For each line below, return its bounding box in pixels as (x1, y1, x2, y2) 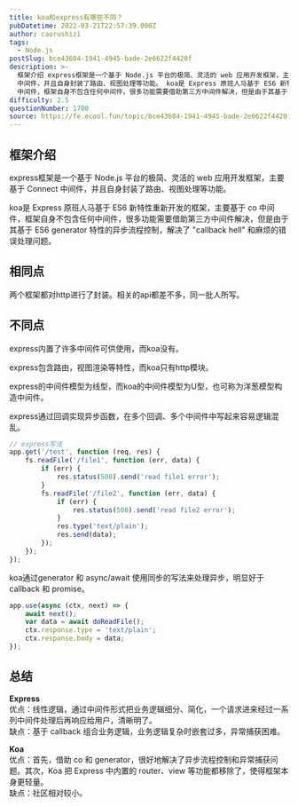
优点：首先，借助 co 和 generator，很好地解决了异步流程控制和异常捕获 (9, 754, 271, 764)
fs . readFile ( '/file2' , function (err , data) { (41, 489, 216, 498)
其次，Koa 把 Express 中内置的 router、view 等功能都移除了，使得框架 (24, 765, 281, 776)
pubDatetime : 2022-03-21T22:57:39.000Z (9, 21, 157, 30)
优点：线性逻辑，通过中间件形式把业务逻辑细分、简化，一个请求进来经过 (9, 703, 273, 715)
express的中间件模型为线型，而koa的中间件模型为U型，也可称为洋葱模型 (9, 381, 275, 391)
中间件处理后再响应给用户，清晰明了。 (16, 715, 157, 725)
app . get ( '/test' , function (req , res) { (9, 447, 161, 457)
